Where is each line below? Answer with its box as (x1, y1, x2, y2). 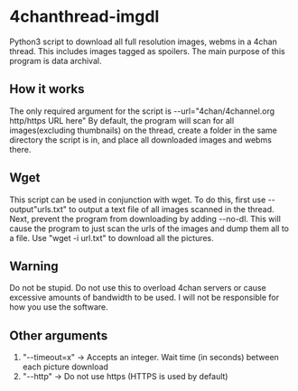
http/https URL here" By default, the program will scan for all (9, 115, 235, 126)
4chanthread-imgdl (9, 6, 160, 27)
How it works (9, 81, 85, 97)
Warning (9, 258, 59, 274)
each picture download (22, 361, 108, 372)
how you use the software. (9, 302, 108, 312)
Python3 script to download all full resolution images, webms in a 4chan (9, 36, 277, 47)
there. (9, 144, 32, 154)
